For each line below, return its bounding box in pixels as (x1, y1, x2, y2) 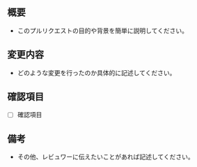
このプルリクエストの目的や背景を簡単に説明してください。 (17, 26, 188, 35)
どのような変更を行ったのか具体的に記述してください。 (17, 68, 176, 77)
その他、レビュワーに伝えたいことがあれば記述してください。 (17, 152, 194, 161)
